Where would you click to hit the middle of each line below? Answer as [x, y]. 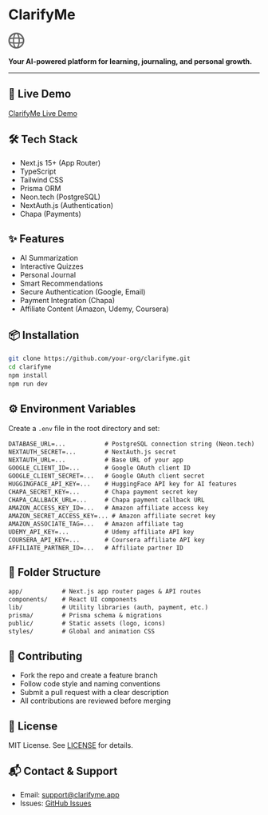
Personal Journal [48, 275]
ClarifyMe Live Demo [43, 113]
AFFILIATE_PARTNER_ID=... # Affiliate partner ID [96, 548]
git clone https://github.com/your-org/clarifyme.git [100, 359]
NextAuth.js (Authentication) [67, 205]
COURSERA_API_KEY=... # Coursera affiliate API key [106, 540]
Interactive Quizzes [51, 266]
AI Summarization [49, 258]
